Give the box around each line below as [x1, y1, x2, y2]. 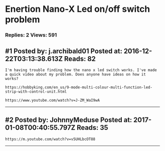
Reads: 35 [77, 123, 109, 132]
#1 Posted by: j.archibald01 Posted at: [5, 47, 123, 55]
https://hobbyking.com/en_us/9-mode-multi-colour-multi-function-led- [5, 85, 153, 90]
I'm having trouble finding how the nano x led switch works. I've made [5, 68, 157, 73]
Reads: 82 [64, 54, 96, 63]
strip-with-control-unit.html [5, 89, 67, 94]
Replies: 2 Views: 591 [5, 32, 57, 38]
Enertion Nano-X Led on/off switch [5, 3, 150, 15]
